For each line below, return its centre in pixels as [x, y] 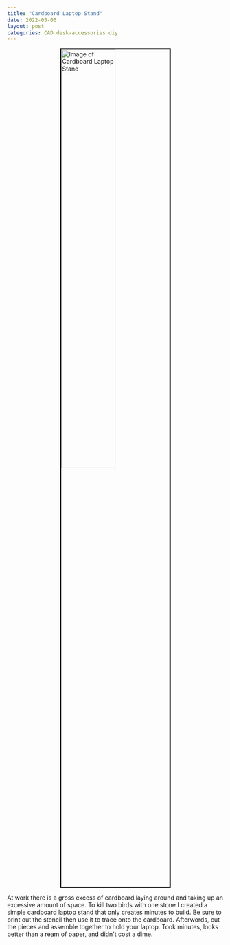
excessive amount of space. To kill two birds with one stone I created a [107, 905]
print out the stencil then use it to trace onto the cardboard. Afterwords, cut [114, 920]
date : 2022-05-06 [32, 20]
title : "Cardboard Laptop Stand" [55, 13]
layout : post [26, 26]
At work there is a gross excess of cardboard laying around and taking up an [115, 898]
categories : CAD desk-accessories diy [62, 33]
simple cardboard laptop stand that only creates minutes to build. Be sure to [114, 912]
